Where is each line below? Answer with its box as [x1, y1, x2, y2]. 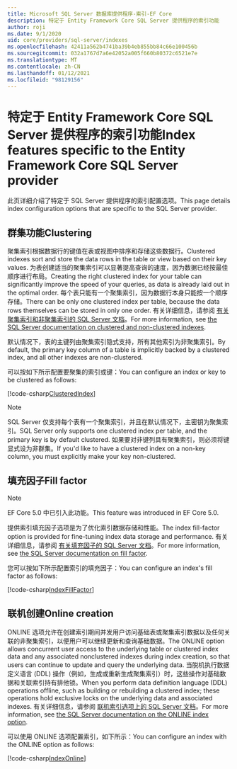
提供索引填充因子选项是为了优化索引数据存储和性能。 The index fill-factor [7, 523, 220, 532]
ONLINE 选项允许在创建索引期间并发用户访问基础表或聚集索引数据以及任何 [7, 627, 224, 636]
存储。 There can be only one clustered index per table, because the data [7, 297, 221, 306]
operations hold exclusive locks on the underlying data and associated [7, 693, 213, 702]
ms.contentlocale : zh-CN [7, 63, 81, 70]
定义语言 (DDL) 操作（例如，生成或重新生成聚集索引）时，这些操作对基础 [7, 669, 221, 678]
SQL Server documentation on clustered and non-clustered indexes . [7, 323, 207, 331]
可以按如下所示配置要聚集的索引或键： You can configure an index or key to [7, 368, 226, 376]
